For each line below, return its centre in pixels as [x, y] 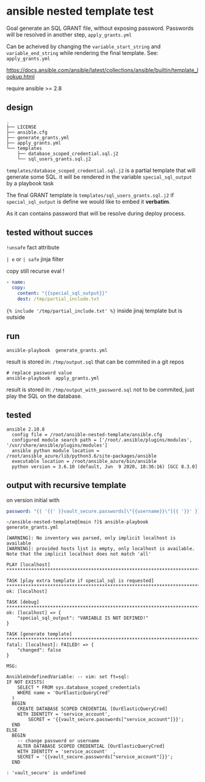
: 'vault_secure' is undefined [46, 773]
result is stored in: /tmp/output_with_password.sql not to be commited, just [100, 389]
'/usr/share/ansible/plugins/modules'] [57, 445]
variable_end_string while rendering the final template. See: [82, 52]
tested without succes [50, 233]
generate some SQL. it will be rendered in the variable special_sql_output [99, 177]
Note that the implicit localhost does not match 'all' [79, 554]
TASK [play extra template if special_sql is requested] [80, 581]
